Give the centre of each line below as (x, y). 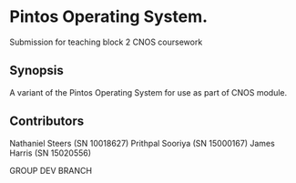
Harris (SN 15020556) (51, 153)
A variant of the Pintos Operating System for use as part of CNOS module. (148, 92)
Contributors (47, 122)
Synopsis (36, 71)
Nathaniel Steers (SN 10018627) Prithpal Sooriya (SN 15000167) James (142, 143)
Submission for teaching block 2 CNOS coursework (106, 42)
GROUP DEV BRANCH (51, 170)
